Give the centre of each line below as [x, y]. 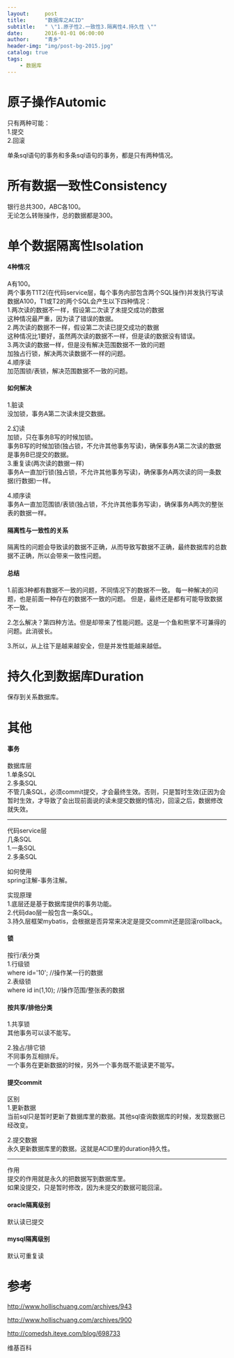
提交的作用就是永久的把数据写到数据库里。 [68, 1179]
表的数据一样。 [29, 513]
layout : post [32, 14]
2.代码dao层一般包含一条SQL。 [52, 912]
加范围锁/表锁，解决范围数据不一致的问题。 [70, 371]
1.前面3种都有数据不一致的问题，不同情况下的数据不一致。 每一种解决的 [110, 590]
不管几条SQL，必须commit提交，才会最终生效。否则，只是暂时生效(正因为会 [117, 791]
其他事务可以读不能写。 [41, 1033]
